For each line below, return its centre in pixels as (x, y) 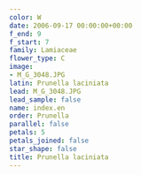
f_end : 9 (25, 34)
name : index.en (37, 108)
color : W (25, 17)
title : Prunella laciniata (59, 157)
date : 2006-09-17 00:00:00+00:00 (71, 26)
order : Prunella (39, 116)
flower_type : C (37, 58)
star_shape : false (43, 148)
